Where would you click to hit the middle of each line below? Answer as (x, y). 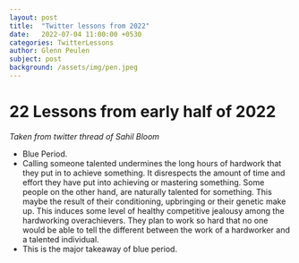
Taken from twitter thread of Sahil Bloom (84, 136)
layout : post (34, 17)
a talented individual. (61, 239)
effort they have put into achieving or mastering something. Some (143, 182)
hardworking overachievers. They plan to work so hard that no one (145, 220)
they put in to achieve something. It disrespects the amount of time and (154, 173)
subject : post (36, 59)
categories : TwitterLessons (62, 42)
